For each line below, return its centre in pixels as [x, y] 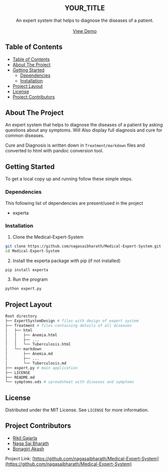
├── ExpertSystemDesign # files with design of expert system [72, 321]
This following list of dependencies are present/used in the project [74, 203]
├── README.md [20, 377]
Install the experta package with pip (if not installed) [67, 261]
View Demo [85, 31]
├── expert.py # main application [42, 368]
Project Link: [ [20, 458]
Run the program [30, 279]
